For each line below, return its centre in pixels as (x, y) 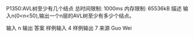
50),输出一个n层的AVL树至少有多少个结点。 (82, 16)
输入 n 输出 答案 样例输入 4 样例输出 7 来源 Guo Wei (69, 28)
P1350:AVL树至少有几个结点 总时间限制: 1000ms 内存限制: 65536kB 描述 (94, 8)
